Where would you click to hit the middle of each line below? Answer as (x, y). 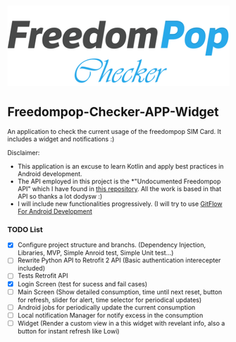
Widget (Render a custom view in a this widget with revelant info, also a (121, 323)
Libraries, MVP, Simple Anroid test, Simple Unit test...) (95, 253)
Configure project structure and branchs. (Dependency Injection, (112, 245)
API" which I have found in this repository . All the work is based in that (119, 189)
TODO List (25, 229)
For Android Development (55, 212)
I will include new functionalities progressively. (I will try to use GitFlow (120, 204)
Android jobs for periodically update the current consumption (106, 307)
